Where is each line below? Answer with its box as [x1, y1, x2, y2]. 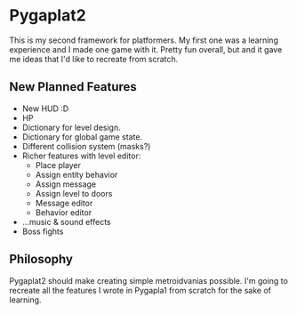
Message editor [35, 197, 93, 208]
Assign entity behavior [35, 169, 118, 180]
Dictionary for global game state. [21, 131, 143, 142]
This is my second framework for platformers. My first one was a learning [9, 35, 278, 45]
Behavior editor [35, 206, 92, 218]
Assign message [35, 179, 97, 189]
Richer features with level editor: [21, 150, 141, 161]
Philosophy [9, 252, 74, 267]
